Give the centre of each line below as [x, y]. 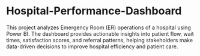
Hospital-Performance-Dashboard [94, 11]
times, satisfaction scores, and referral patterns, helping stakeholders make [100, 40]
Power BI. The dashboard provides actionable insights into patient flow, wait [100, 33]
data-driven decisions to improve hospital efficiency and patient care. [92, 46]
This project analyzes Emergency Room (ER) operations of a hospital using [98, 27]
